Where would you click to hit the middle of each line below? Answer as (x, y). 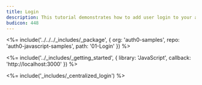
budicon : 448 (23, 23)
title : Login (23, 12)
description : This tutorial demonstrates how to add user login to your (99, 17)
